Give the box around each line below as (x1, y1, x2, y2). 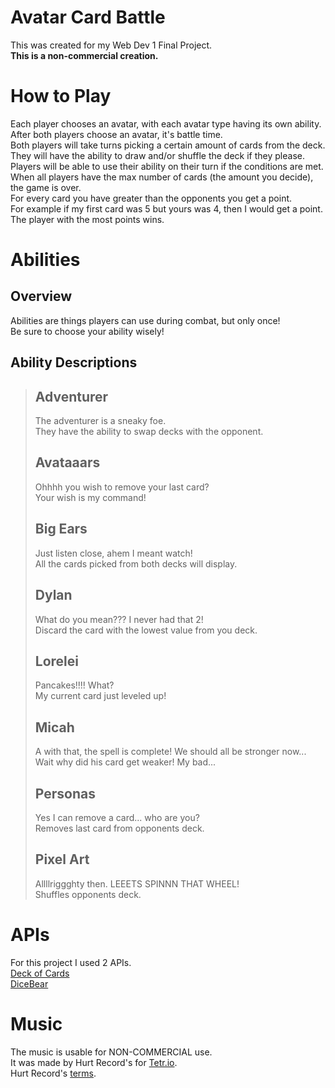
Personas (34, 785, 96, 802)
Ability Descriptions (10, 354, 138, 371)
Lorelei (34, 652, 79, 670)
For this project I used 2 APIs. (10, 956, 132, 968)
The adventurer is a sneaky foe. (34, 415, 167, 427)
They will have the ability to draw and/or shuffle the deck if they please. (10, 149, 305, 161)
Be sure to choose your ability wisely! (10, 325, 165, 337)
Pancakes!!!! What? (34, 679, 115, 691)
